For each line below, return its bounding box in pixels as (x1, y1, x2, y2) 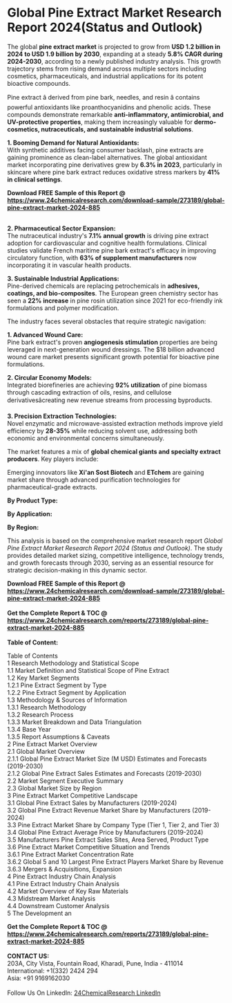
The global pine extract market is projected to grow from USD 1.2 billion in (7, 42, 221, 51)
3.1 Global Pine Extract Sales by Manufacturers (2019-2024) (7, 798, 177, 807)
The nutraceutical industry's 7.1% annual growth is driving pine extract (7, 231, 209, 240)
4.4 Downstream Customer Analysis (7, 901, 110, 910)
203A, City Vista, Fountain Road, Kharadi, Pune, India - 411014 (7, 959, 184, 967)
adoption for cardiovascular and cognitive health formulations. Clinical (7, 239, 207, 247)
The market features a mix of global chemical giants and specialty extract (7, 447, 221, 455)
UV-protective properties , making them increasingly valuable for (7, 118, 193, 126)
